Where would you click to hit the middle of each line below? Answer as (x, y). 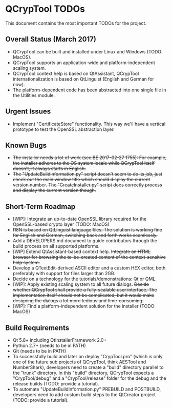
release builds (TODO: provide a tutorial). (56, 384)
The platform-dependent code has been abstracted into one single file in (89, 90)
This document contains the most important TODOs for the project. (76, 23)
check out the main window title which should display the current (81, 180)
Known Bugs (26, 145)
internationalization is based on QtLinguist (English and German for (83, 79)
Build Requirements (37, 328)
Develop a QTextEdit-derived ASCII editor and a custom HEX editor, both (89, 268)
